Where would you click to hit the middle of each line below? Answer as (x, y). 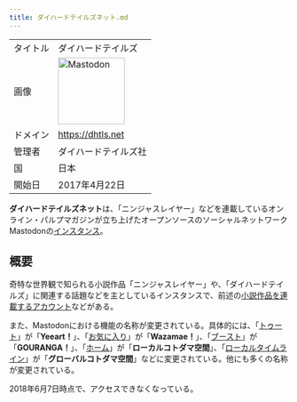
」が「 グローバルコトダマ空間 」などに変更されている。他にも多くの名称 (157, 359)
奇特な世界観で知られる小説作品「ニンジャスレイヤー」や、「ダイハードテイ (147, 285)
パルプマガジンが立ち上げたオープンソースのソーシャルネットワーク (164, 220)
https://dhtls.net (91, 134)
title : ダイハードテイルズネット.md (69, 17)
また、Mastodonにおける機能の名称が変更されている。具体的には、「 (134, 326)
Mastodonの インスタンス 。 (59, 230)
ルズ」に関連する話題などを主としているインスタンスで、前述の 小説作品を (145, 295)
